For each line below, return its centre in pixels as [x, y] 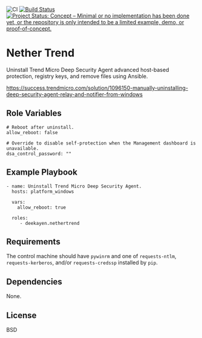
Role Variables [34, 113]
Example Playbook [42, 172]
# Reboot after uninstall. [40, 127]
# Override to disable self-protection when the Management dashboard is [101, 143]
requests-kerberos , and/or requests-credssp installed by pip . [82, 262]
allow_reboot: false [32, 132]
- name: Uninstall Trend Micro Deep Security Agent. [74, 186]
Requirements [33, 242]
